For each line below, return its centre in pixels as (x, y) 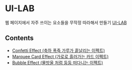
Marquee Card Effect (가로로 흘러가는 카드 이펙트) (60, 56)
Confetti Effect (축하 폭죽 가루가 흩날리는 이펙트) (58, 50)
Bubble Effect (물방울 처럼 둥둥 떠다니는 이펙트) (58, 62)
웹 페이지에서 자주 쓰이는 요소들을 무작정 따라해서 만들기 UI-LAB (66, 22)
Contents (19, 38)
